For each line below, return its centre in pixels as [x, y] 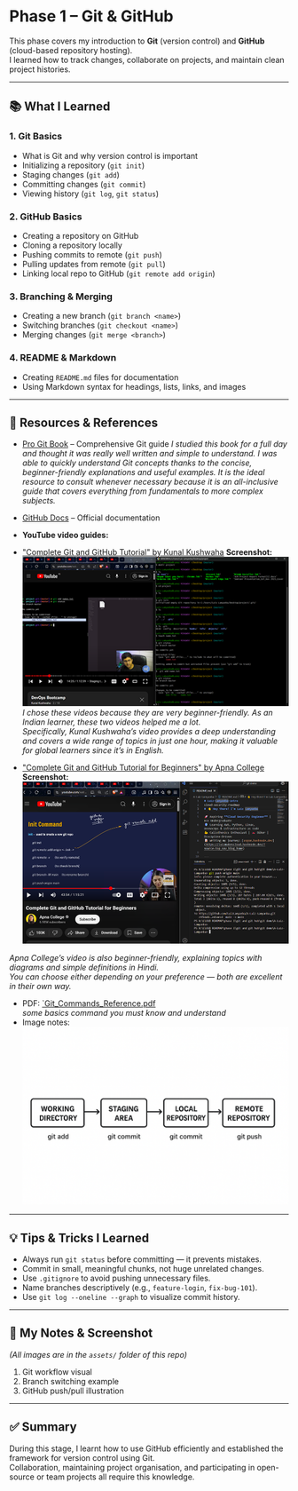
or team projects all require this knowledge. [116, 1477]
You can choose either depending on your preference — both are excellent [146, 977]
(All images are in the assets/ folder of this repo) [98, 1354]
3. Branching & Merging [61, 297]
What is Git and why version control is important [110, 155]
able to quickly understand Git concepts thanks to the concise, [137, 463]
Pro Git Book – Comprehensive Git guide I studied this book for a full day [155, 444]
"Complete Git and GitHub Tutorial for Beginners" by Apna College [143, 767]
